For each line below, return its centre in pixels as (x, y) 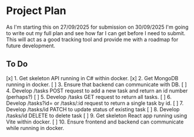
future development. (31, 46)
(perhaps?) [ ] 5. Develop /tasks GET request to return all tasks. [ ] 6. (89, 97)
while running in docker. (35, 128)
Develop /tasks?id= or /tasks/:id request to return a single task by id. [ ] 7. (95, 103)
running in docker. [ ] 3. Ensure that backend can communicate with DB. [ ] (96, 84)
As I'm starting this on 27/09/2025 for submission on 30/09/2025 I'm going (97, 27)
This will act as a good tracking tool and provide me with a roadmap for (92, 39)
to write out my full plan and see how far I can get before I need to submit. (96, 33)
